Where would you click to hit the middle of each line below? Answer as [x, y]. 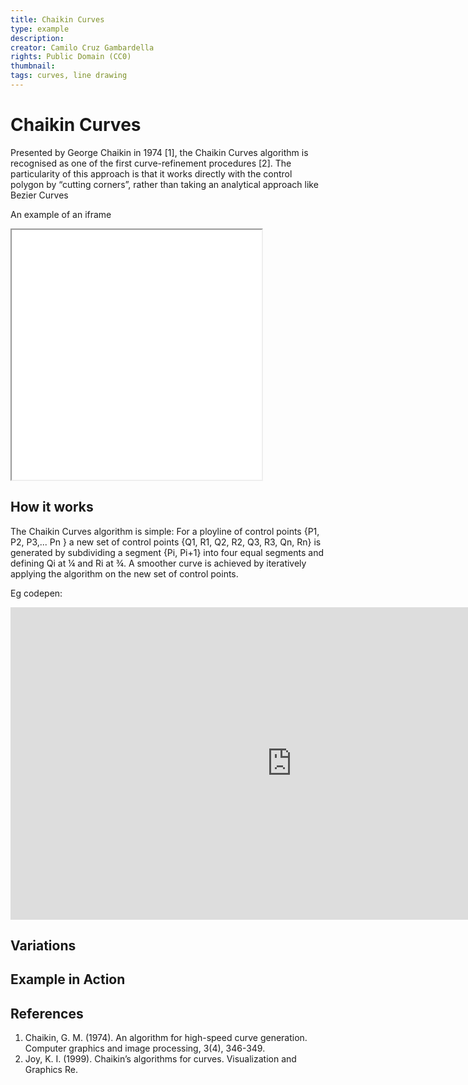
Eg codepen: [36, 593]
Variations [43, 946]
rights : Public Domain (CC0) [71, 57]
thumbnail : [33, 66]
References [47, 1013]
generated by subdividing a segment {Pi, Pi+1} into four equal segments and [167, 552]
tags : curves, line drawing [69, 76]
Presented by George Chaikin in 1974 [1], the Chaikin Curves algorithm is [159, 152]
